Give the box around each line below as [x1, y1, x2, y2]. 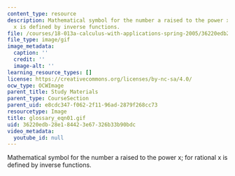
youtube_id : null [13, 134, 64, 141]
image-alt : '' [13, 62, 55, 69]
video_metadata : [7, 128, 55, 135]
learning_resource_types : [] [7, 69, 92, 76]
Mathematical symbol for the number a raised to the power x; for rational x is [7, 154, 228, 162]
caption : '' [13, 50, 49, 57]
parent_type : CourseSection [7, 95, 90, 102]
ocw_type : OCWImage [7, 82, 64, 89]
